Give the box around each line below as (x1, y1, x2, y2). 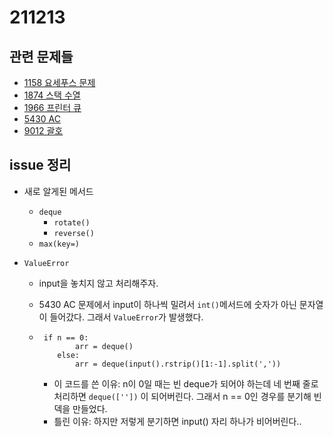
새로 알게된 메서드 (23, 185, 94, 197)
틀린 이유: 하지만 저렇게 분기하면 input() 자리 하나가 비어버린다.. (53, 415, 302, 427)
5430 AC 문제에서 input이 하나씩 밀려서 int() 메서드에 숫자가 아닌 (38, 298, 297, 310)
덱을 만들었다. (53, 402, 108, 415)
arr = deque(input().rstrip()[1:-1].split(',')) (74, 359, 282, 369)
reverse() (53, 228, 95, 238)
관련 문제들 (9, 48, 74, 65)
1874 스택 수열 (23, 89, 81, 101)
